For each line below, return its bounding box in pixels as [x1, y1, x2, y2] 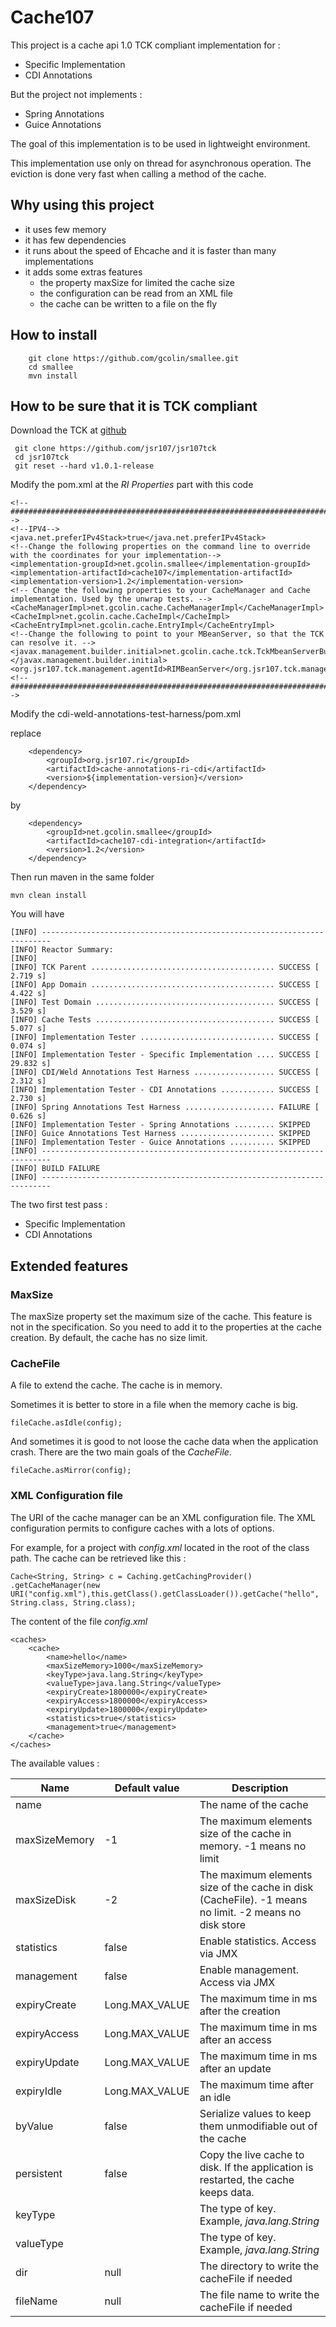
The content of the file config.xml [10, 1615, 148, 1627]
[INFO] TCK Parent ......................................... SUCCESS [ [10, 962, 320, 973]
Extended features [10, 1257, 129, 1275]
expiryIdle [15, 2084, 63, 2098]
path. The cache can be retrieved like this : [10, 1552, 187, 1564]
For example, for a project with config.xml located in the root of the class [10, 1541, 310, 1553]
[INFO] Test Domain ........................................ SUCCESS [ [10, 997, 320, 1008]
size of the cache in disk [199, 1880, 314, 1894]
